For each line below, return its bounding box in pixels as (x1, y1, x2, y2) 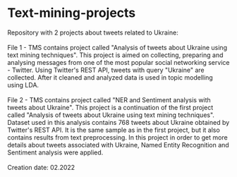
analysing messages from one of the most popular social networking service (7, 58, 230, 66)
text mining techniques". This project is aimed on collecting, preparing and (7, 51, 224, 59)
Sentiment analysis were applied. (7, 148, 104, 157)
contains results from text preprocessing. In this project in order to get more (7, 133, 228, 142)
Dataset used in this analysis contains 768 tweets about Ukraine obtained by (7, 118, 230, 126)
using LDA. (7, 80, 39, 89)
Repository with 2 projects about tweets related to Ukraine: (7, 28, 178, 37)
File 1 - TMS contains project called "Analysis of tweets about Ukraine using (7, 43, 228, 51)
